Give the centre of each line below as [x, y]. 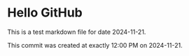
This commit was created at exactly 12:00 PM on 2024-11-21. [95, 45]
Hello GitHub [45, 13]
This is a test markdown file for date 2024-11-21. [77, 32]
